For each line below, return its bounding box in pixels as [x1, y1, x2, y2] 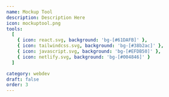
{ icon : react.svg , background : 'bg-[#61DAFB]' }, [17, 37, 148, 43]
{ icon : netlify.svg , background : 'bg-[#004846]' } [17, 54, 150, 60]
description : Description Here [6, 15, 85, 21]
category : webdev [6, 70, 50, 76]
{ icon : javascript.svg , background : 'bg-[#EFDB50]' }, [17, 48, 162, 55]
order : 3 [6, 82, 28, 88]
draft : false [6, 76, 39, 82]
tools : [6, 25, 23, 32]
